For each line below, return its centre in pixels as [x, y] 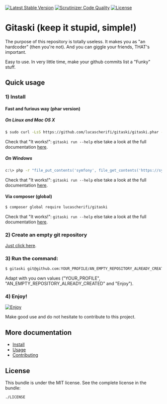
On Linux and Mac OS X [30, 120]
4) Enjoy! [16, 296]
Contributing [25, 355]
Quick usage [25, 83]
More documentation [39, 333]
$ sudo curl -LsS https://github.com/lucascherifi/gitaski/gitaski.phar [82, 132]
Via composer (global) [29, 197]
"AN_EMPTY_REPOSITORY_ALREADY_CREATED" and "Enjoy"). [69, 284]
